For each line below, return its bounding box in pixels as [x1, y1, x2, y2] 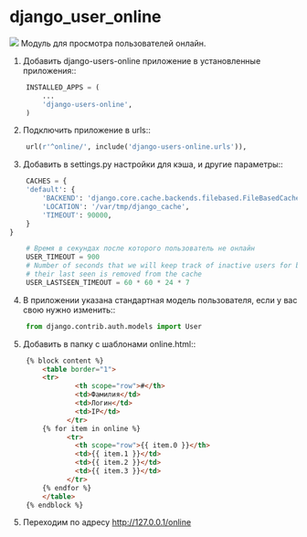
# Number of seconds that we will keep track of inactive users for [26, 261, 292, 270]
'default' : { [26, 185, 76, 195]
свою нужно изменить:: [22, 304, 116, 315]
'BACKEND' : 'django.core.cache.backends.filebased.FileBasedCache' [42, 194, 304, 203]
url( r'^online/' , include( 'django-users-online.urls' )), [26, 142, 248, 152]
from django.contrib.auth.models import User [26, 321, 203, 331]
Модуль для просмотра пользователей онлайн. [20, 37, 206, 48]
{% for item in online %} [42, 424, 142, 433]
